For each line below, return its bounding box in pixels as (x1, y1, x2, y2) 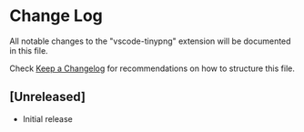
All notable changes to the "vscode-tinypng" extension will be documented (9, 36, 291, 46)
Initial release (22, 113, 73, 124)
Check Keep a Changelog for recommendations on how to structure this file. (9, 63, 296, 74)
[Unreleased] (9, 89, 86, 105)
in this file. (9, 45, 48, 56)
